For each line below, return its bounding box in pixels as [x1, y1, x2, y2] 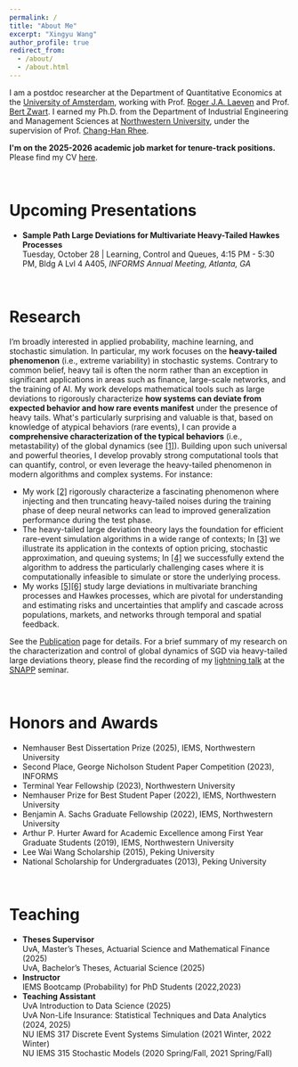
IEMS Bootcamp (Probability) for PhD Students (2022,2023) [21, 981, 242, 992]
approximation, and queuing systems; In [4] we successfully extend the [21, 552, 285, 562]
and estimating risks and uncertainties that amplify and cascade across [21, 599, 284, 611]
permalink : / [9, 12, 58, 22]
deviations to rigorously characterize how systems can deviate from [9, 393, 262, 404]
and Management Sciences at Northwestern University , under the [9, 115, 250, 126]
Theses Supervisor [21, 933, 95, 945]
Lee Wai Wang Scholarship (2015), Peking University [21, 846, 215, 857]
